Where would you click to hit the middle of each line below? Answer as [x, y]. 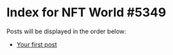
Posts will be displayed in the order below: [67, 31]
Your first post [37, 44]
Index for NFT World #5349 [86, 13]
